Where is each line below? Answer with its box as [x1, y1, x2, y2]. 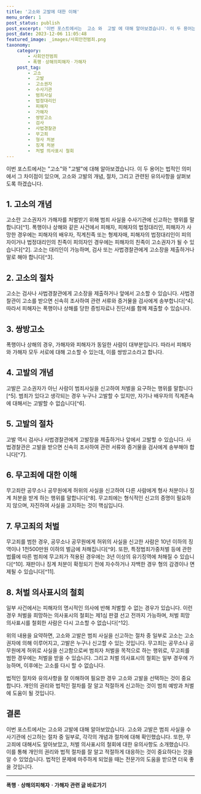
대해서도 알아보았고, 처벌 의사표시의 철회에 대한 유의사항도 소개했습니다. [22, 740, 190, 748]
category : [17, 48, 42, 54]
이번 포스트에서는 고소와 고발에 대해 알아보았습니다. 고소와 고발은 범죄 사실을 [6, 725, 185, 733]
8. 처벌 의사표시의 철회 [6, 587, 85, 597]
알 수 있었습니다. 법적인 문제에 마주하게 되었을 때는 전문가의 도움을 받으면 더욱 [6, 755, 188, 763]
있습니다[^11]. [23, 568, 56, 575]
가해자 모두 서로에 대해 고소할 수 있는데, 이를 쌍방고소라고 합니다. [12, 348, 164, 355]
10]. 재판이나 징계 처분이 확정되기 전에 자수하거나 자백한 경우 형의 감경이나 [15, 561, 188, 568]
